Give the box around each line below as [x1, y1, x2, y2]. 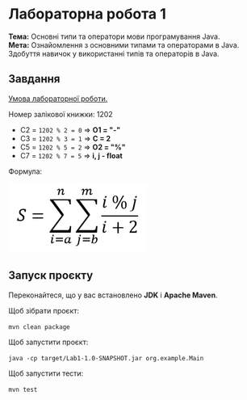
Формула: [8, 166, 43, 176]
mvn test [8, 385, 38, 394]
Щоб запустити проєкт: [8, 337, 89, 347]
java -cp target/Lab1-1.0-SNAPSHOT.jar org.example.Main [8, 354, 204, 362]
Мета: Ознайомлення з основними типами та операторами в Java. [8, 40, 240, 49]
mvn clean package [8, 322, 70, 331]
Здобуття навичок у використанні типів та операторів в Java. [8, 48, 220, 58]
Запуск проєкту [8, 268, 94, 283]
